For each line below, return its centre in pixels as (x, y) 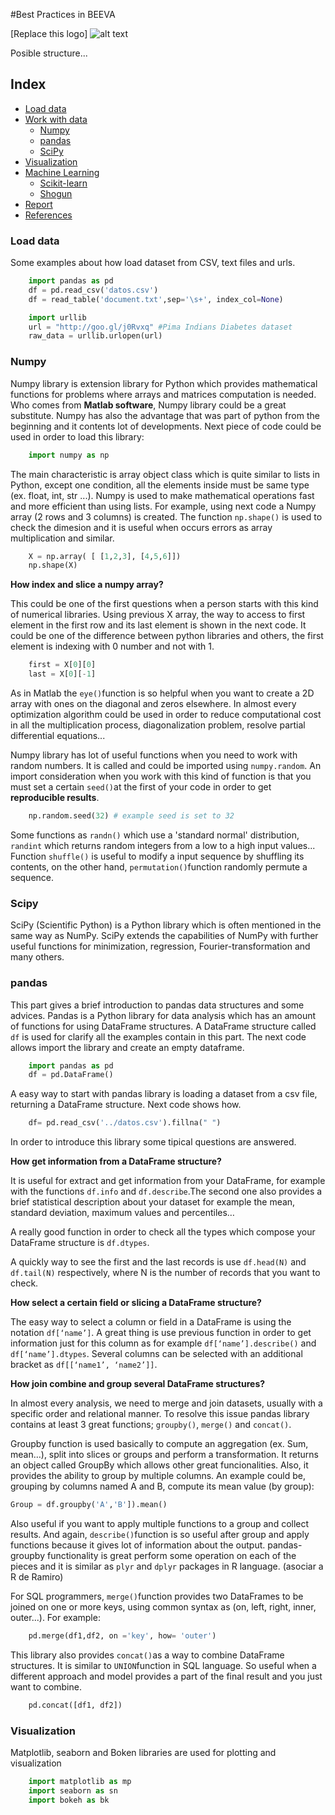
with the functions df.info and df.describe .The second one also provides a (166, 1191)
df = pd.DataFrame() (71, 1075)
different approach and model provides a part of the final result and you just (166, 1676)
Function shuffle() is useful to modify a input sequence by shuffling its (157, 856)
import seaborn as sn (73, 1790)
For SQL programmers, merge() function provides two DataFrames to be (157, 1596)
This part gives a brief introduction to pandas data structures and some (157, 1005)
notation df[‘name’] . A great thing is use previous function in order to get (161, 1333)
